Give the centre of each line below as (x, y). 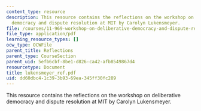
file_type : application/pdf (41, 34)
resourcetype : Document (36, 67)
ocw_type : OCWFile (29, 45)
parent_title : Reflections (40, 51)
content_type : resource (36, 12)
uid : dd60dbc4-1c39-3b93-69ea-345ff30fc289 (61, 78)
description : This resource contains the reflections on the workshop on (100, 17)
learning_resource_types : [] (42, 39)
